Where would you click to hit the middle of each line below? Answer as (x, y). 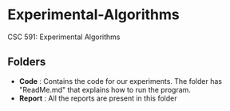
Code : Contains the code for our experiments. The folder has (121, 81)
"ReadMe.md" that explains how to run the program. (105, 89)
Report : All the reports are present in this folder (98, 98)
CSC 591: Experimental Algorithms (64, 37)
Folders (27, 62)
